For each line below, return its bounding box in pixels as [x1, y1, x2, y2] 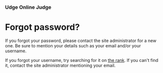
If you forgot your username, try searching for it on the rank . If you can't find [5, 57, 159, 63]
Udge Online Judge [5, 4, 52, 11]
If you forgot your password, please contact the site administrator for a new [5, 38, 157, 44]
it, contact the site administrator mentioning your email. [5, 62, 116, 68]
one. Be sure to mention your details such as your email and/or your [5, 43, 141, 48]
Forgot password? [5, 22, 80, 33]
